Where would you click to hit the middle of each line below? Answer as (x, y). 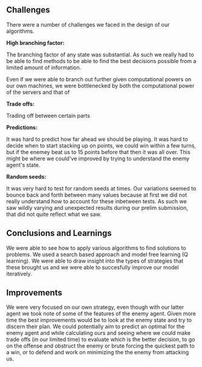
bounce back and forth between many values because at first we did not (97, 195)
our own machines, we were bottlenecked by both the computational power (100, 86)
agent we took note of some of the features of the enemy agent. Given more (101, 314)
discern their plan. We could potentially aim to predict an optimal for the (96, 326)
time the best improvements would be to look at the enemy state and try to (99, 320)
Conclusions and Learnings (59, 233)
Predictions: (22, 127)
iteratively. (19, 274)
